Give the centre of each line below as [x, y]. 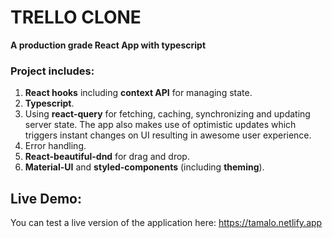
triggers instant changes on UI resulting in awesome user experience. [168, 135]
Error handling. [55, 146]
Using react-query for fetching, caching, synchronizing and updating [167, 114]
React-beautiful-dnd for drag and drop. [107, 157]
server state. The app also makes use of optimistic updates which [160, 125]
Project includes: [52, 71]
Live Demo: [46, 198]
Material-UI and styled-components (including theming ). [144, 167]
